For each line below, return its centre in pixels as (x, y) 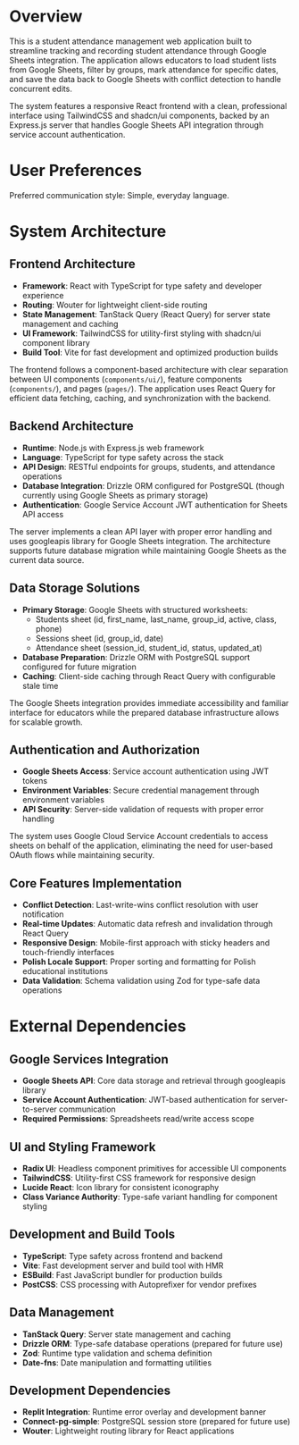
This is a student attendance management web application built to (131, 41)
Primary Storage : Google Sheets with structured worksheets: (135, 609)
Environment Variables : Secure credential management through (141, 790)
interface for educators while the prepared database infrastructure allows (144, 712)
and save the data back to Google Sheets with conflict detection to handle (145, 79)
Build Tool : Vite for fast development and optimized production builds (150, 352)
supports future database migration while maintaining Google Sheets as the (148, 550)
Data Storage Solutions (75, 588)
